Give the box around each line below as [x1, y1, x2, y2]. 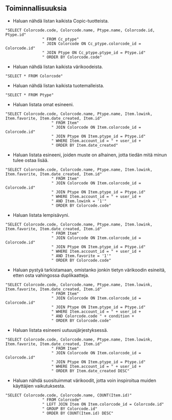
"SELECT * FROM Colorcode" [5, 73, 63, 78]
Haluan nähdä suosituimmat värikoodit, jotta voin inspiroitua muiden [12, 377, 157, 384]
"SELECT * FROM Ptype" [5, 92, 54, 97]
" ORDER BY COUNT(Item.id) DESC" [42, 410, 114, 416]
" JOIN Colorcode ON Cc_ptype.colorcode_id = [42, 41, 141, 46]
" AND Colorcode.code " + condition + [51, 313, 135, 318]
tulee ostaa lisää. [12, 157, 49, 163]
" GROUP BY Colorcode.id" [42, 406, 98, 411]
